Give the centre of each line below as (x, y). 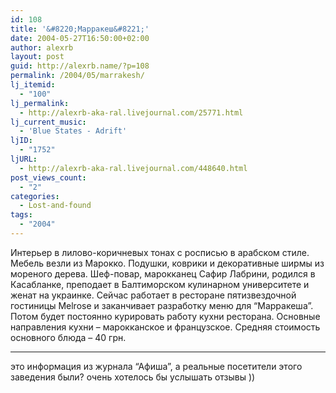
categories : (35, 196)
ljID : (21, 141)
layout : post (37, 57)
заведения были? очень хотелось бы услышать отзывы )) (133, 377)
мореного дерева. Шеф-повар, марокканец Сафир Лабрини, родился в (163, 273)
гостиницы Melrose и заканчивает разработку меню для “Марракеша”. (162, 305)
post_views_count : (48, 177)
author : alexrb (42, 47)
